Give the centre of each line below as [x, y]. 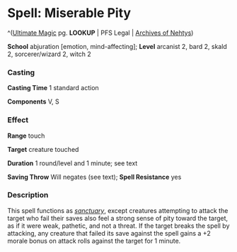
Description [28, 195]
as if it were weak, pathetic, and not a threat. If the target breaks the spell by [118, 226]
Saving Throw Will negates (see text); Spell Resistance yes [94, 177]
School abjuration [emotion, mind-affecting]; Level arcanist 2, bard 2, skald [117, 46]
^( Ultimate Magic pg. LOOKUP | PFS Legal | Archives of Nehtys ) [100, 33]
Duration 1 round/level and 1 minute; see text [73, 163]
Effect [18, 120]
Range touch [26, 136]
